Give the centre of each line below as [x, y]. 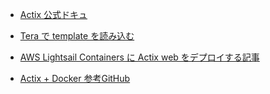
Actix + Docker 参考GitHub [75, 78]
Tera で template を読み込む [77, 36]
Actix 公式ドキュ [53, 14]
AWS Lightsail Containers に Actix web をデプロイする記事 [139, 57]
